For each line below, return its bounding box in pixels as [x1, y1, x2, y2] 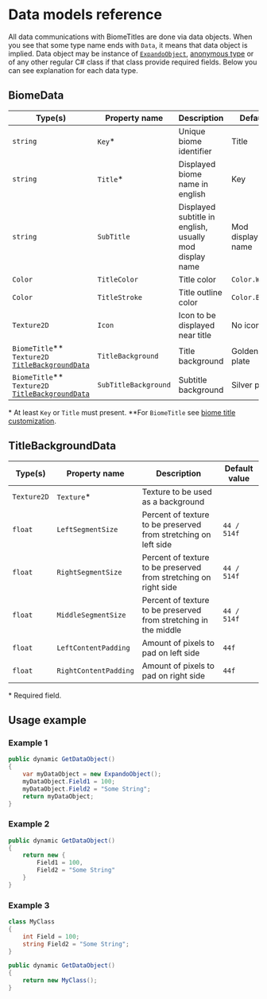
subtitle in [178, 211, 215, 222]
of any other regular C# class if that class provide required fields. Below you [8, 57, 257, 67]
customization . [8, 416, 57, 426]
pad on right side [141, 670, 205, 681]
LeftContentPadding [56, 643, 130, 652]
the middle [141, 624, 182, 636]
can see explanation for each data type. [8, 65, 138, 75]
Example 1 [8, 737, 48, 748]
